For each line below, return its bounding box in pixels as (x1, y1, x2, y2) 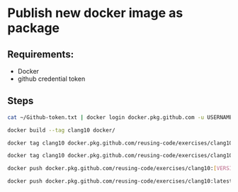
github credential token (17, 74, 86, 83)
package (7, 20, 60, 36)
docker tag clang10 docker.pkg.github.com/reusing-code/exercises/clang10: (7, 140, 236, 147)
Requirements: (7, 48, 74, 60)
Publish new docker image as (7, 5, 183, 21)
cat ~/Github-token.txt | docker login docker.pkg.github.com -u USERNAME (7, 113, 233, 121)
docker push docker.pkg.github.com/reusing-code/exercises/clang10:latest (7, 178, 233, 185)
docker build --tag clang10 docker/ (7, 126, 115, 134)
